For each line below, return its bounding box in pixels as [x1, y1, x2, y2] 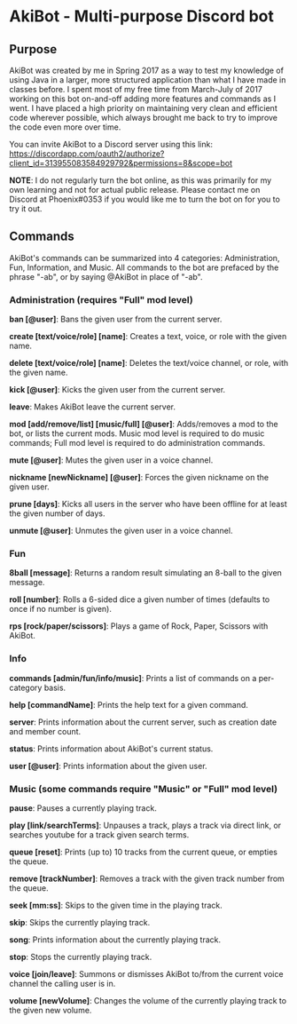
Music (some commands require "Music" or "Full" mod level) [9, 782, 277, 795]
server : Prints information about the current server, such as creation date [9, 717, 277, 727]
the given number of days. [9, 508, 106, 519]
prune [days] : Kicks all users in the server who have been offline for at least [9, 499, 288, 510]
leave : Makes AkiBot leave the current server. [9, 401, 176, 412]
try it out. [9, 203, 43, 214]
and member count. [9, 726, 82, 736]
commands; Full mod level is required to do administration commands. [9, 438, 266, 448]
